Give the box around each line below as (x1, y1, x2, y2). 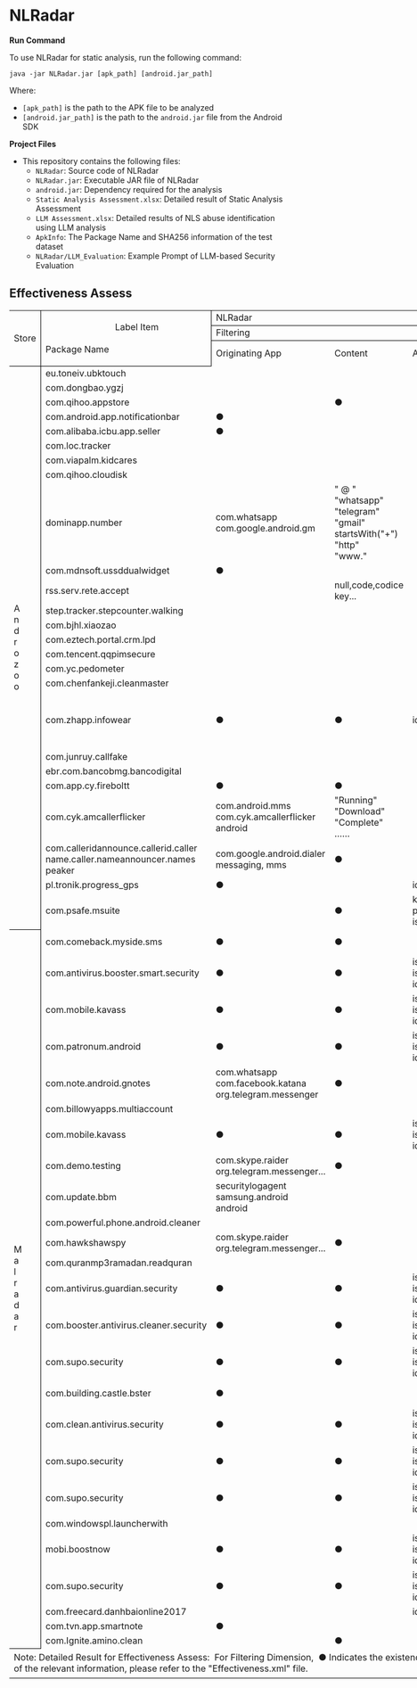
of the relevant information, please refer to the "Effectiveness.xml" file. (13, 1662, 309, 1675)
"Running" (333, 795, 378, 807)
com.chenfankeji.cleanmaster (45, 677, 169, 689)
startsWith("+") (333, 528, 398, 540)
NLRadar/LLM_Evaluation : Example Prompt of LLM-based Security (35, 251, 276, 261)
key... (333, 590, 357, 603)
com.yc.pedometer (45, 663, 125, 675)
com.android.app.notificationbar (45, 411, 180, 424)
